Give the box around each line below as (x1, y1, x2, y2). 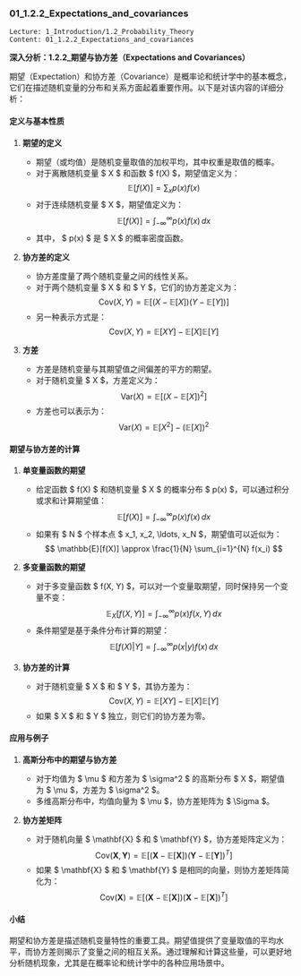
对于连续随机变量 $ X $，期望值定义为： (35, 200, 184, 210)
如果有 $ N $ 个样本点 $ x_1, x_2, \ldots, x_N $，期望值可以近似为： (35, 528, 282, 539)
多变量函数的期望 (21, 561, 86, 572)
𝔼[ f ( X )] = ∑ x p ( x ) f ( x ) (127, 182, 201, 195)
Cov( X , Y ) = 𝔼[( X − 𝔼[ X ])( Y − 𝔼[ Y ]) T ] (95, 848, 233, 860)
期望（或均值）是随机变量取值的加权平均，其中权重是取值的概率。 (35, 156, 279, 167)
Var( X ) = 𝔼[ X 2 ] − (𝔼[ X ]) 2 (118, 420, 210, 432)
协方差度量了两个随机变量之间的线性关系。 (35, 270, 193, 281)
